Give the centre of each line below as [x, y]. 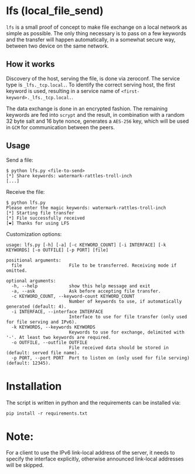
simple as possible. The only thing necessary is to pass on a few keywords [96, 33]
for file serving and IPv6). [42, 322]
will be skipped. [25, 465]
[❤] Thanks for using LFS [37, 223]
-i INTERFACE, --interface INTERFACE [57, 312]
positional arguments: [34, 260]
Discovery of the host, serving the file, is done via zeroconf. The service [93, 78]
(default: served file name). [43, 353]
